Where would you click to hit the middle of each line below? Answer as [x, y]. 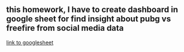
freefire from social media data [65, 28]
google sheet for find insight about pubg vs [89, 19]
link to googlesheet [30, 42]
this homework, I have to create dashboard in [92, 10]
